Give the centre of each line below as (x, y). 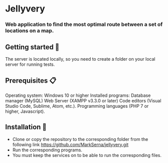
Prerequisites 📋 (31, 81)
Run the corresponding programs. (47, 150)
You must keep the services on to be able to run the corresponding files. (87, 155)
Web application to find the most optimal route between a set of (84, 25)
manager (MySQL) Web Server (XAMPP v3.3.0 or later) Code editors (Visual (83, 100)
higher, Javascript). (25, 111)
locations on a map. (29, 31)
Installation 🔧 (26, 127)
